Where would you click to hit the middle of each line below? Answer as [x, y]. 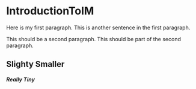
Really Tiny [20, 79]
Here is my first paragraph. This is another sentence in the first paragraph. [98, 27]
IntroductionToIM [50, 11]
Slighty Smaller [35, 64]
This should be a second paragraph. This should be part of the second [94, 39]
